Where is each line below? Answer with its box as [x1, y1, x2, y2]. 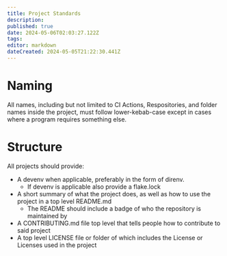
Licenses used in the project [16, 241, 97, 249]
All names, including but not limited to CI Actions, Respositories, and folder [7, 100, 217, 108]
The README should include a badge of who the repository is [27, 204, 202, 213]
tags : [7, 36, 23, 43]
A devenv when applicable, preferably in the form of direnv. [16, 175, 185, 183]
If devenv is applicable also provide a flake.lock [27, 183, 161, 191]
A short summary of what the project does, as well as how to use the [16, 189, 211, 198]
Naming [7, 78, 53, 93]
